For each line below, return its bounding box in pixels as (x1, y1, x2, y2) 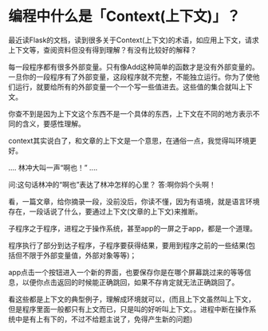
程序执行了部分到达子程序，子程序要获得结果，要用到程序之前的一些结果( (8, 240, 249, 250)
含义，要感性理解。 (22, 119, 85, 128)
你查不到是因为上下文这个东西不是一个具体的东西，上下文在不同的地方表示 (8, 108, 253, 118)
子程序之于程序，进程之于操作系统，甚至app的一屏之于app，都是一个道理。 (8, 223, 258, 233)
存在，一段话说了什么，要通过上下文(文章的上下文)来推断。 (8, 207, 203, 216)
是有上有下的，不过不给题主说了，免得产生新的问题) (22, 314, 193, 324)
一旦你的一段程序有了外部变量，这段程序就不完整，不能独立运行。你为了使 (8, 72, 253, 81)
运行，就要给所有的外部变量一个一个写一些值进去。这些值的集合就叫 (14, 81, 239, 92)
